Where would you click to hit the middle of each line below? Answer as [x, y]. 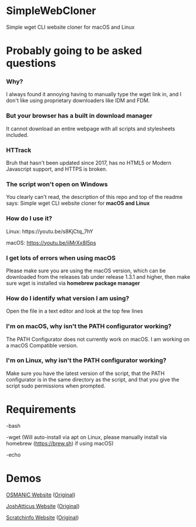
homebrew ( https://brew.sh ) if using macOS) [60, 443]
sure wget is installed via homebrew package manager [73, 283]
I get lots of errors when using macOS [61, 258]
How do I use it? [29, 218]
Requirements [41, 409]
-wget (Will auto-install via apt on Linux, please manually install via [87, 437]
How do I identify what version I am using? [68, 298]
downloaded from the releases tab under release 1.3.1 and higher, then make [98, 276]
